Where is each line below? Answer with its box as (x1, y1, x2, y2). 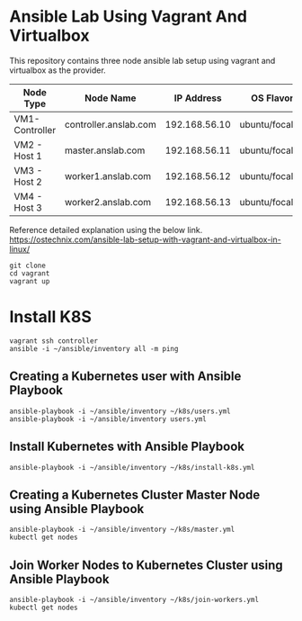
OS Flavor (251, 92, 294, 104)
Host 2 (13, 175, 42, 188)
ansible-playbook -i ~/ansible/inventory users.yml (9, 414, 207, 424)
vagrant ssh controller (9, 336, 99, 346)
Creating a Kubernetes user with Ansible (9, 369, 242, 384)
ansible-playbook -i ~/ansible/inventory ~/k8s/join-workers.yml (9, 596, 259, 605)
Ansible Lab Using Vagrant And (9, 6, 247, 27)
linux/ (9, 243, 31, 254)
